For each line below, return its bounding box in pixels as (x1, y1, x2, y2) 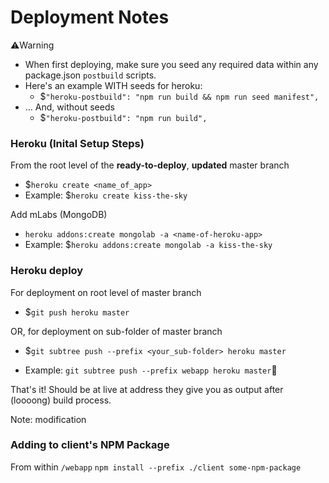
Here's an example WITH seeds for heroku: (24, 79, 203, 91)
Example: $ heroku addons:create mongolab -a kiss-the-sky (24, 239, 273, 251)
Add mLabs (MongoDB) (10, 209, 108, 221)
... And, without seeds (24, 101, 115, 113)
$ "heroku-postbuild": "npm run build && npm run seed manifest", (39, 90, 320, 102)
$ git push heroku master (24, 306, 130, 318)
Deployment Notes (10, 6, 170, 29)
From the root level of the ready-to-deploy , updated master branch (10, 159, 290, 171)
